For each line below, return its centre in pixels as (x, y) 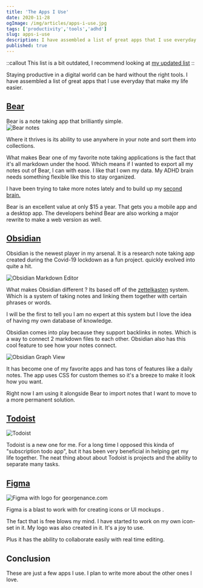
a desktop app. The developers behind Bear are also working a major (92, 213)
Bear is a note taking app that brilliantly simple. (65, 121)
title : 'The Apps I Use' (38, 12)
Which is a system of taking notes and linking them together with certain (97, 296)
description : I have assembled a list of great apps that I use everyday (101, 40)
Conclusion (28, 559)
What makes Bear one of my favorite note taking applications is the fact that (101, 157)
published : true (27, 46)
